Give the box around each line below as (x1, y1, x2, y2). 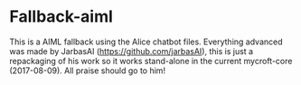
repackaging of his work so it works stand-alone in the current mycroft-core (9, 55, 293, 66)
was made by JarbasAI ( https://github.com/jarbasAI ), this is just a (9, 45, 254, 56)
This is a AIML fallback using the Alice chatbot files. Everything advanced (9, 36, 283, 47)
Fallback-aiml (9, 6, 113, 27)
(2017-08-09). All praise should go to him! (9, 65, 165, 76)
